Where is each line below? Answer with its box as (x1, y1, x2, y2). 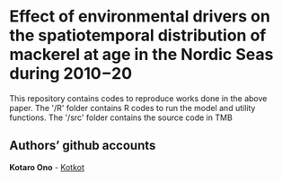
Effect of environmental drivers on (9, 6, 271, 27)
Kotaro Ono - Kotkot (9, 161, 85, 172)
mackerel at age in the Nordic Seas (9, 45, 274, 65)
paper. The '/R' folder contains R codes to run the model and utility (9, 102, 256, 113)
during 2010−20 (9, 64, 133, 84)
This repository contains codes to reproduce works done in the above (9, 92, 268, 104)
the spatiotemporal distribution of (9, 25, 267, 46)
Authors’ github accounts (9, 138, 156, 153)
